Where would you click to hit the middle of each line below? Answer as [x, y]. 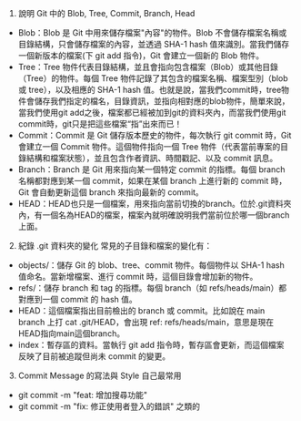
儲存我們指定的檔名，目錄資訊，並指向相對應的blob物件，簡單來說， [162, 101]
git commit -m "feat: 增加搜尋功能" [83, 395]
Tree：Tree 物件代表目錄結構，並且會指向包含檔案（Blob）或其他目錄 [148, 67]
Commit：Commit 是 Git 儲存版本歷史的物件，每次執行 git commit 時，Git [155, 135]
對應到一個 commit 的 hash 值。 [78, 299]
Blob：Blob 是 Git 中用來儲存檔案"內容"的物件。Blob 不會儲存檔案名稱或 [152, 33]
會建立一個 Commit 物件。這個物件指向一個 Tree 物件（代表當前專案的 [149, 147]
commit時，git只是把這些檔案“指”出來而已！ [100, 124]
